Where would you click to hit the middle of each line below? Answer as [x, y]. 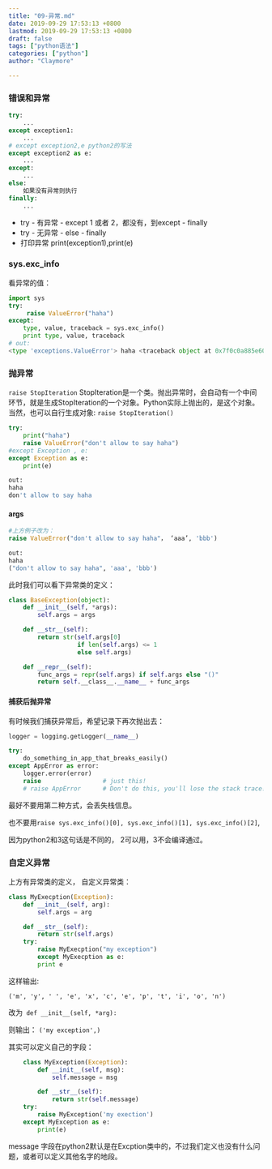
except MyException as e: [67, 1122]
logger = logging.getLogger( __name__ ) [74, 736]
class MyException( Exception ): [76, 1062]
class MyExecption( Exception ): [61, 897]
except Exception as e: [49, 458]
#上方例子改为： [32, 531]
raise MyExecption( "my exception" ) [98, 949]
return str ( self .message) [95, 1099]
